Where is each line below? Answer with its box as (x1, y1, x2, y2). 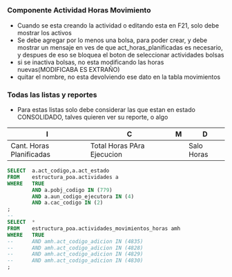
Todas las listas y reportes (7, 90, 97, 99)
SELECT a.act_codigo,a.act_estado (7, 167, 110, 175)
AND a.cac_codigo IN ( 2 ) (32, 200, 104, 207)
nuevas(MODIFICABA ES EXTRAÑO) (17, 65, 120, 73)
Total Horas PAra (90, 141, 145, 151)
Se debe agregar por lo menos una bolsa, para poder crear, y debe (17, 36, 208, 44)
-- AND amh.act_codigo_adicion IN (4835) (7, 238, 144, 245)
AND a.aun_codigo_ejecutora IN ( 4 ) (32, 193, 135, 200)
